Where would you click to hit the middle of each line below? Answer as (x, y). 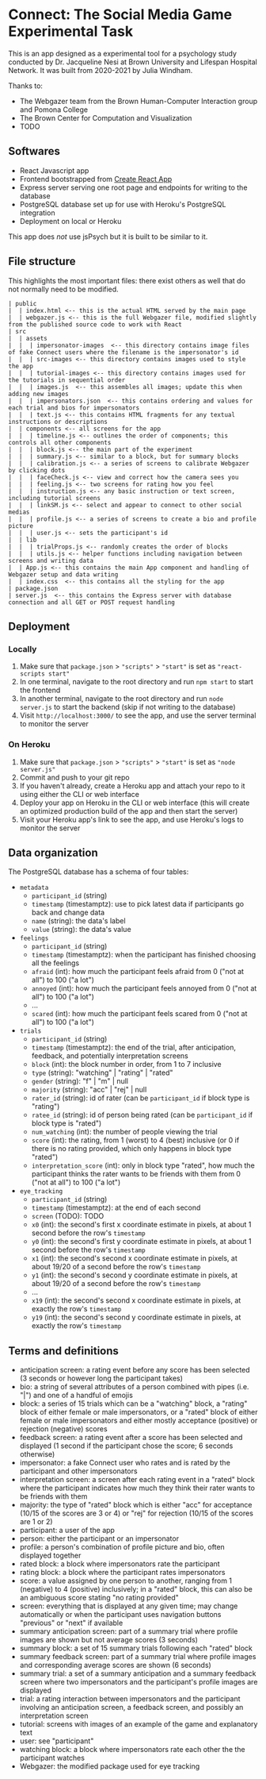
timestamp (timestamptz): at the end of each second (116, 1207)
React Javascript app (54, 170)
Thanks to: (26, 86)
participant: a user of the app (67, 1531)
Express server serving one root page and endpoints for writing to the (133, 187)
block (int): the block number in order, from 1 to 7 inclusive (126, 1065)
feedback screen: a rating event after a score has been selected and (131, 1438)
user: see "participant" (57, 1741)
